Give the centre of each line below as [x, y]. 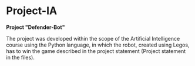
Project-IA [32, 11]
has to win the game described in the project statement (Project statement [96, 51]
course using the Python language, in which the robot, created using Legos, [98, 45]
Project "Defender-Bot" [36, 27]
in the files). [21, 57]
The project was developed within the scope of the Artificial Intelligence [93, 38]
